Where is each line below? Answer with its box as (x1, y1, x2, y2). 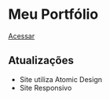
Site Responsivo (19, 83, 72, 92)
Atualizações (8, 54, 75, 67)
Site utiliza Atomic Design (19, 74, 102, 84)
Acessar (8, 31, 35, 41)
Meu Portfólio (8, 5, 99, 23)
